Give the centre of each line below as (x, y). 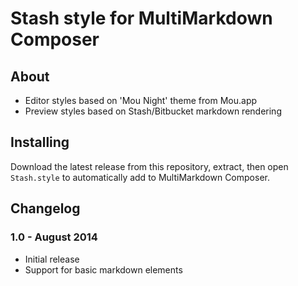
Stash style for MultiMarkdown (141, 18)
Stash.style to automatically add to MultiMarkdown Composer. (140, 177)
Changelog (45, 208)
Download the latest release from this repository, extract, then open (149, 166)
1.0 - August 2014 (54, 237)
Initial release (52, 259)
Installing (40, 142)
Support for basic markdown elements (103, 269)
